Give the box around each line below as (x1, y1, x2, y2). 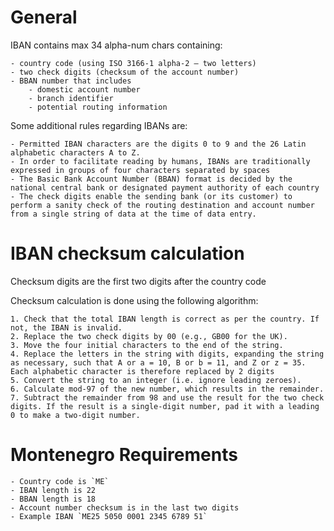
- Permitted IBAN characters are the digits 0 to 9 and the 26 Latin (10, 139, 307, 149)
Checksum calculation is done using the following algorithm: (10, 294, 259, 306)
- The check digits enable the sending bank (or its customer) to (10, 191, 293, 201)
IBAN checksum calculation (10, 242, 245, 265)
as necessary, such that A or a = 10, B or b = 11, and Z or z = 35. (10, 357, 307, 368)
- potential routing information (28, 102, 168, 112)
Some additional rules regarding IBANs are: (10, 119, 188, 131)
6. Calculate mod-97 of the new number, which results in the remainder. (10, 384, 325, 394)
